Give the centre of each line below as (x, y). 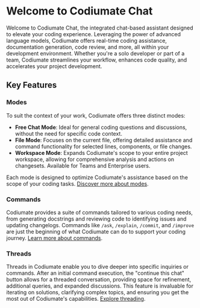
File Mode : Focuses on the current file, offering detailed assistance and (104, 140)
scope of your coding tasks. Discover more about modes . (77, 184)
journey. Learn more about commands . (55, 238)
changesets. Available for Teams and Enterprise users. (83, 165)
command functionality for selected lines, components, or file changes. (103, 146)
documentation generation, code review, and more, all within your (88, 47)
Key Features (32, 85)
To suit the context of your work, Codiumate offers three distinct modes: (96, 115)
